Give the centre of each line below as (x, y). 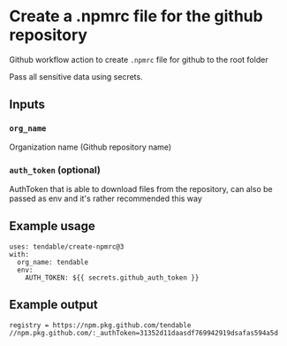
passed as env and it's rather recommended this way (106, 198)
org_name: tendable (53, 262)
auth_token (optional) (55, 170)
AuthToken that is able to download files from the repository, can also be (141, 188)
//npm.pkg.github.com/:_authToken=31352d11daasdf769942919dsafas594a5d (143, 333)
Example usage (52, 226)
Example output (54, 305)
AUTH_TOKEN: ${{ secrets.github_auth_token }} (112, 277)
